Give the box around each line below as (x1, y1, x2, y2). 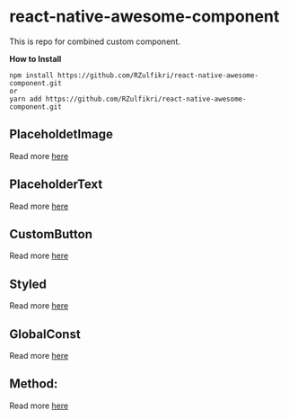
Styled (9, 276, 48, 291)
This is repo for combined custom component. (9, 36, 181, 47)
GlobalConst (9, 326, 81, 342)
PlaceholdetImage (9, 127, 114, 142)
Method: (9, 376, 58, 392)
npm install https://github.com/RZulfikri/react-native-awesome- (9, 70, 258, 80)
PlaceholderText (9, 177, 103, 192)
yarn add (9, 94, 42, 103)
